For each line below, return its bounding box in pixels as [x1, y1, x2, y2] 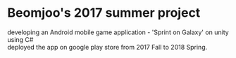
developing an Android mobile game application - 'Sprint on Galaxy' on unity [7, 28, 229, 36]
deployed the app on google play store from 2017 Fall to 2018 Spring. [7, 43, 208, 51]
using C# [7, 35, 34, 43]
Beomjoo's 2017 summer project [7, 5, 201, 21]
